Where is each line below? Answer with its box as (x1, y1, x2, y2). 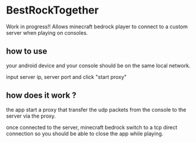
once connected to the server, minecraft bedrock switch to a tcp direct (6, 124, 178, 131)
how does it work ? (6, 91, 77, 101)
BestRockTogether (6, 4, 99, 17)
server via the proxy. (6, 112, 56, 119)
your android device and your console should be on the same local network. (6, 62, 191, 69)
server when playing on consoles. (6, 29, 88, 36)
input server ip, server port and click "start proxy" (6, 73, 127, 80)
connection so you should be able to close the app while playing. (6, 130, 164, 137)
